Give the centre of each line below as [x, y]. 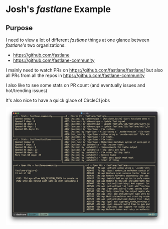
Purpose [19, 28]
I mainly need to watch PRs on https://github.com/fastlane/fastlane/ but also [84, 70]
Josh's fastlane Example [58, 9]
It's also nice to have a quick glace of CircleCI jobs [58, 100]
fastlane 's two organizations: [36, 45]
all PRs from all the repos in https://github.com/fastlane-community [75, 75]
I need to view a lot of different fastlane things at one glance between [78, 40]
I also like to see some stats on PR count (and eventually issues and [75, 85]
